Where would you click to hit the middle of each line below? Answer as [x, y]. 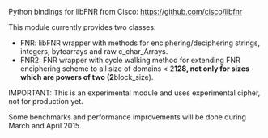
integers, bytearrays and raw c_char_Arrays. [94, 51]
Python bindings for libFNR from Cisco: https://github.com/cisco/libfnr [125, 12]
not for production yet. [46, 101]
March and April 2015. [45, 125]
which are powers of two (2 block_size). [87, 77]
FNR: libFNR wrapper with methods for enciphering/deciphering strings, [140, 43]
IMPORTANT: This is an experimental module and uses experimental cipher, [134, 93]
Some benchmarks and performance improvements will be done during [128, 117]
